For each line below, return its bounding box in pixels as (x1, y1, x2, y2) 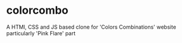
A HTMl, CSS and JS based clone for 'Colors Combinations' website (6, 23, 177, 30)
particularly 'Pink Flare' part (6, 29, 76, 36)
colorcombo (6, 4, 69, 17)
